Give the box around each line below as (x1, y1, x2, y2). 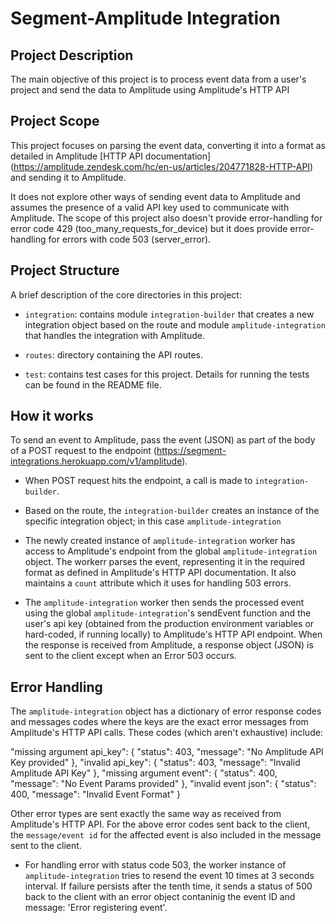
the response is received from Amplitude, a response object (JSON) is (24, 639, 314, 651)
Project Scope (10, 113, 100, 130)
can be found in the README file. (24, 378, 162, 391)
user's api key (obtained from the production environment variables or (24, 618, 315, 630)
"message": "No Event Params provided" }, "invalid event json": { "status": (10, 778, 317, 790)
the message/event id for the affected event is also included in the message (10, 829, 322, 841)
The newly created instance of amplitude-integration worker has (24, 535, 296, 547)
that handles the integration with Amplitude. (24, 329, 205, 341)
